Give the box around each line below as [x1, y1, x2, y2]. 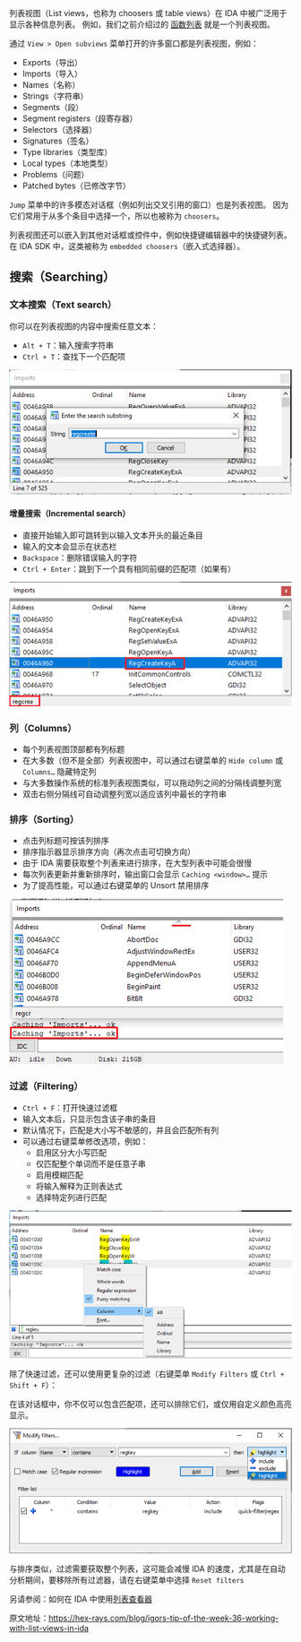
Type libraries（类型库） [21, 147, 113, 157]
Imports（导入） [21, 68, 83, 79]
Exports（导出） [21, 57, 83, 67]
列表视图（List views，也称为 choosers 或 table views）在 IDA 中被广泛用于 [9, 8, 288, 18]
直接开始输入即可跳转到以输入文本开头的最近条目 [21, 530, 203, 540]
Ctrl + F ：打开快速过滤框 [21, 1102, 118, 1113]
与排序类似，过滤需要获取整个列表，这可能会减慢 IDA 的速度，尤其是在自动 [9, 1563, 286, 1575]
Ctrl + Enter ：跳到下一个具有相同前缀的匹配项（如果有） [21, 563, 236, 574]
